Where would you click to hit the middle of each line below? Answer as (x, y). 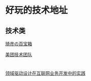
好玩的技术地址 (37, 10)
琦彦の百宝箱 (19, 44)
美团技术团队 (19, 54)
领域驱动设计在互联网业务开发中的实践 (45, 73)
